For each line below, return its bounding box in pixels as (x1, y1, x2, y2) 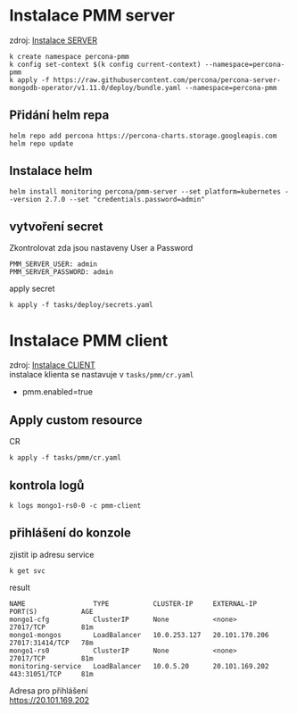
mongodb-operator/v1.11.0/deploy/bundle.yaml (9, 83, 181, 92)
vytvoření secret (9, 219, 103, 234)
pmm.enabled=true (21, 386, 94, 397)
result (9, 582, 31, 593)
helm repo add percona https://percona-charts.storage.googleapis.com (9, 131, 277, 140)
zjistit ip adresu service (9, 549, 95, 560)
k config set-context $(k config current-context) (9, 60, 202, 69)
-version (9, 195, 42, 203)
